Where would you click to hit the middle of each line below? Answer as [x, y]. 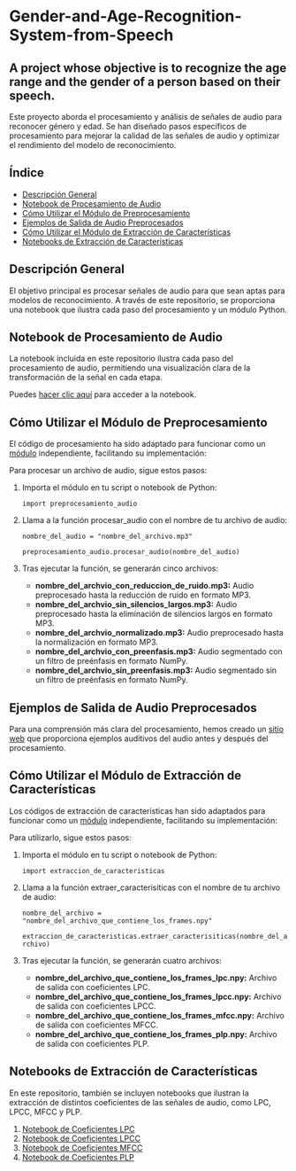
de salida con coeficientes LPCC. [95, 1006]
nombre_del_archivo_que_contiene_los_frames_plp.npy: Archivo [156, 1034]
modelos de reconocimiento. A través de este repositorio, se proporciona [142, 300]
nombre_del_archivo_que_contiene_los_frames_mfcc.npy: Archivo [159, 1015]
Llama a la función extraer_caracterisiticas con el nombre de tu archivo [151, 887]
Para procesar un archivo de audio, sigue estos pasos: [108, 471]
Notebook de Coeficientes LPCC [81, 1138]
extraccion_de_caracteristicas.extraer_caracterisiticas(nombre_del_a [155, 936]
